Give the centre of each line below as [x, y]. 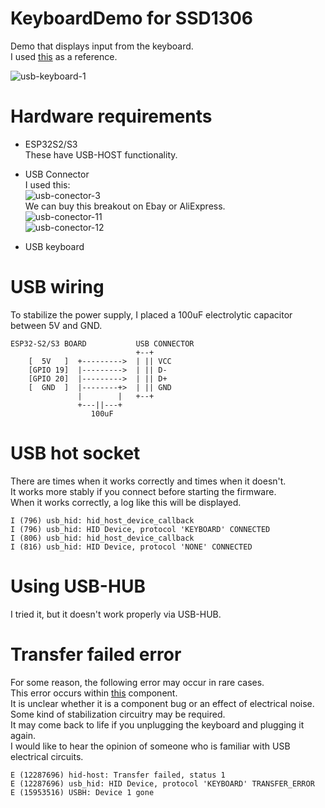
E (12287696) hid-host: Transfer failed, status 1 [118, 775]
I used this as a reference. [64, 56]
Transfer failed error [96, 654]
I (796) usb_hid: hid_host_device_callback [102, 520]
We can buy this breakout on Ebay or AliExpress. [125, 206]
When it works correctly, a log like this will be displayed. [126, 502]
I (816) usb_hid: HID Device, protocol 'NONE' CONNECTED [131, 547]
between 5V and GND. [56, 325]
